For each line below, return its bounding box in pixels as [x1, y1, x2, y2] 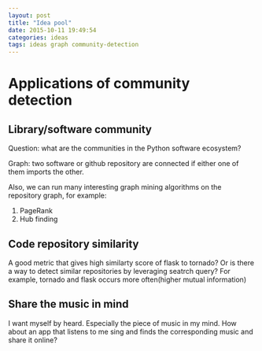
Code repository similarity [8, 237, 139, 250]
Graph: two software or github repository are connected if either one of [8, 159, 239, 168]
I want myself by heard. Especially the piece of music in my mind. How [8, 318, 238, 327]
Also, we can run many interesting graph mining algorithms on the [8, 183, 222, 192]
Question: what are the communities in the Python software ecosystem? [8, 143, 242, 153]
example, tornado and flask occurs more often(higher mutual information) [8, 275, 246, 284]
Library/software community [8, 123, 152, 136]
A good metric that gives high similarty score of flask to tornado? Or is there [8, 257, 254, 268]
